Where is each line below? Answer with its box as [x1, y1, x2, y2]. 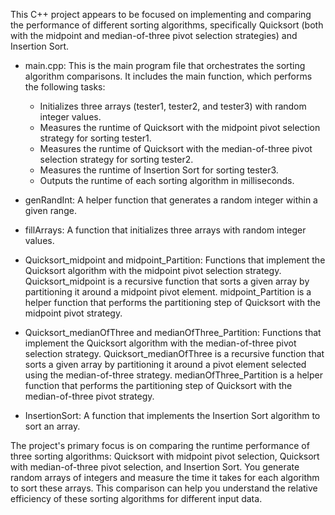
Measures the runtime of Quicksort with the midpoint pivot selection [39, 122, 321, 133]
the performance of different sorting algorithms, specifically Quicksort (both [10, 19, 324, 31]
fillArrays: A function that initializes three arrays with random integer [24, 224, 307, 236]
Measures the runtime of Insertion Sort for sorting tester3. [39, 164, 279, 176]
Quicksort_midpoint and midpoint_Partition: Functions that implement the [24, 254, 326, 266]
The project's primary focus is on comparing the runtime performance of [10, 440, 310, 451]
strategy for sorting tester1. [39, 132, 152, 144]
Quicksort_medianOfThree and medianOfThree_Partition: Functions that [24, 327, 322, 338]
